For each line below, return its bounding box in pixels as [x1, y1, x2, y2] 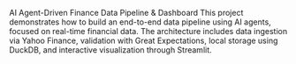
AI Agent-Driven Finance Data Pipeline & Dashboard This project [9, 8, 244, 18]
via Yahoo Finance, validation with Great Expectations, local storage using [9, 35, 278, 46]
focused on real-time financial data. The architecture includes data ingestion [9, 26, 288, 36]
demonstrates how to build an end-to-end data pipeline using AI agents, [9, 17, 271, 27]
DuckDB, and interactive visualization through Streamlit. [9, 45, 212, 55]
